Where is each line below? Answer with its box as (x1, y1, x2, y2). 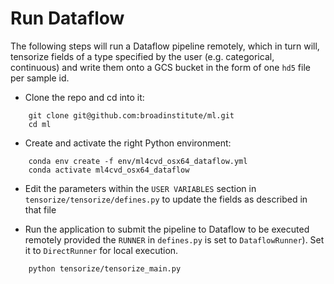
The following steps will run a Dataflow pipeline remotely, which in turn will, (10, 40, 320, 52)
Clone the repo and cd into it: (24, 91, 145, 103)
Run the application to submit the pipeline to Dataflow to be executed (24, 223, 310, 235)
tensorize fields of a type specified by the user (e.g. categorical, (10, 50, 275, 62)
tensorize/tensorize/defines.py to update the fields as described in (24, 193, 308, 205)
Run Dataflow (10, 7, 125, 30)
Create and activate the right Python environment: (24, 137, 232, 149)
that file (24, 203, 57, 216)
